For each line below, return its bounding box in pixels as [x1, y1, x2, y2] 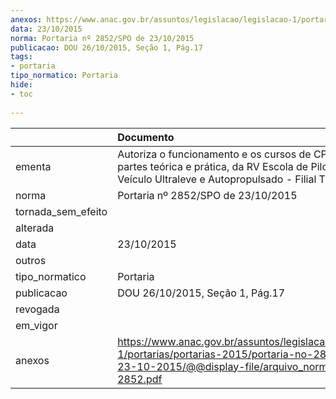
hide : [10, 80, 33, 90]
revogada [15, 302, 60, 316]
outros [15, 253, 47, 267]
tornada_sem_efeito [15, 204, 108, 218]
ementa [15, 159, 52, 173]
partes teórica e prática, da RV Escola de [117, 159, 309, 173]
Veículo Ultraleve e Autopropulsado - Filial [117, 172, 317, 186]
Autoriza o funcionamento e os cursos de [117, 147, 312, 161]
